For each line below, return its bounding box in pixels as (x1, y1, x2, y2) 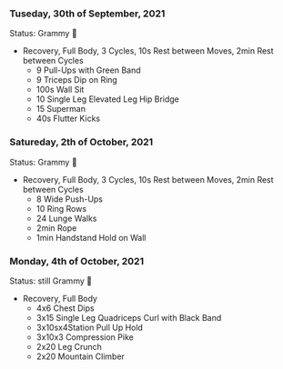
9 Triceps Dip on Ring (35, 75, 118, 85)
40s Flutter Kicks (35, 113, 101, 125)
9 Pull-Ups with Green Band (35, 65, 141, 75)
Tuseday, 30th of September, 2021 (9, 7, 166, 20)
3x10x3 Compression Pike (35, 331, 134, 343)
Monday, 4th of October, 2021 (9, 254, 144, 267)
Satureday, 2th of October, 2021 (9, 135, 154, 148)
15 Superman (35, 104, 86, 115)
